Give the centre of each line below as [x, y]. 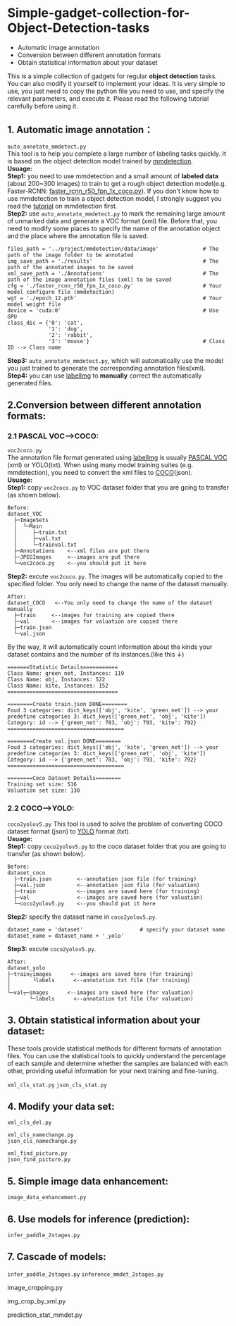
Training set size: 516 [42, 785]
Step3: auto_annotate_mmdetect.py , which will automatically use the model [116, 360]
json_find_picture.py [39, 1160]
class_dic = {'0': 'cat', [45, 323]
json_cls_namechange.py [42, 1141]
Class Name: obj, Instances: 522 [56, 680]
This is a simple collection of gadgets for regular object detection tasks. [112, 76]
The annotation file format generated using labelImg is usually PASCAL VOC [117, 458]
